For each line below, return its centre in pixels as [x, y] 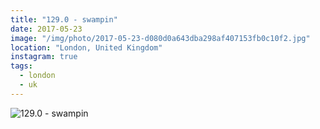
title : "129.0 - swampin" [64, 19]
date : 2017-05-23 [46, 29]
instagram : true [44, 57]
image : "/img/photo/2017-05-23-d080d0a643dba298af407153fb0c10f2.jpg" [160, 38]
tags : [21, 66]
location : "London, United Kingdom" [86, 47]
